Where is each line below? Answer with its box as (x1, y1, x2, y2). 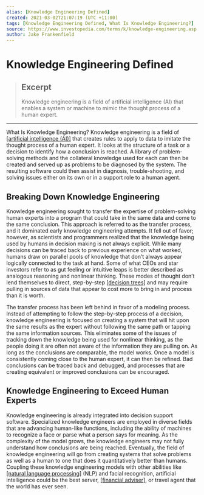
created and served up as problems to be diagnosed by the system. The (6, 161, 187, 168)
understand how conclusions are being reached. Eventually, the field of (6, 444, 185, 451)
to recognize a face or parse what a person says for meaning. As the (6, 430, 178, 438)
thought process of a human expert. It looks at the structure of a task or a (6, 141, 190, 149)
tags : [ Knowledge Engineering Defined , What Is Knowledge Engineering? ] (6, 20, 194, 26)
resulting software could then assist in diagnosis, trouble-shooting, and (6, 167, 185, 175)
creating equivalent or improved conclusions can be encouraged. (6, 368, 170, 375)
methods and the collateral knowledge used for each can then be (25, 155, 189, 162)
